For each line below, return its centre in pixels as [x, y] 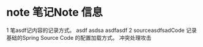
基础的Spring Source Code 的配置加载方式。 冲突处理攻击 [79, 37]
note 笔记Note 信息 [54, 12]
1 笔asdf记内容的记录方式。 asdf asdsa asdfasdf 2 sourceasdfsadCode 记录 [102, 30]
